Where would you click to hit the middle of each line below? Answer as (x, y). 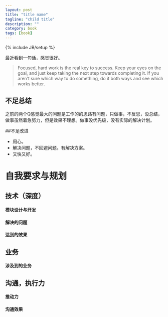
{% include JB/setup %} (30, 47)
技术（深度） (25, 196)
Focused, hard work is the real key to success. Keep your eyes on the (89, 68)
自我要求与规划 (36, 176)
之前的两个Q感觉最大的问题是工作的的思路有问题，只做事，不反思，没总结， (84, 114)
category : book (21, 29)
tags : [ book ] (19, 33)
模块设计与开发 (21, 210)
